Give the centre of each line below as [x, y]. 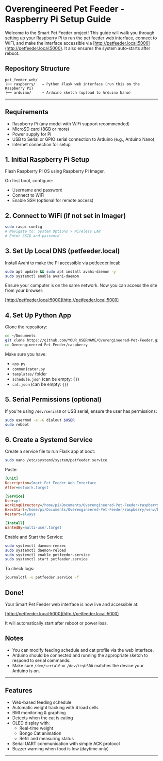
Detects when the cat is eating [42, 718]
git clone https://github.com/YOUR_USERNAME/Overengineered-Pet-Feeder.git [83, 340]
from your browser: [24, 290]
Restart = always [20, 514]
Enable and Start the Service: [34, 537]
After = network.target [27, 487]
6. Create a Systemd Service [49, 440]
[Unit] [12, 479]
